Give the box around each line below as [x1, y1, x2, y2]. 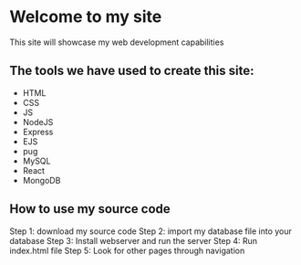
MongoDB [22, 175, 61, 185]
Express [22, 126, 54, 137]
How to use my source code [9, 201, 171, 217]
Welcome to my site [9, 6, 162, 27]
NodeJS [22, 116, 54, 127]
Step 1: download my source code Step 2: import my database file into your [9, 226, 292, 237]
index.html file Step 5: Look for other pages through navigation [9, 245, 245, 256]
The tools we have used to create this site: [9, 63, 254, 79]
